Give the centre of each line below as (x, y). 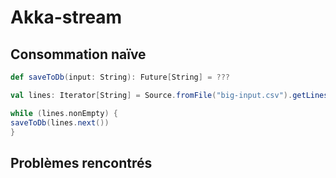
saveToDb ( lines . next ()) (60, 122)
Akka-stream (66, 17)
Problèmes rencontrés (81, 162)
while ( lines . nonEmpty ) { (64, 113)
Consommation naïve (78, 54)
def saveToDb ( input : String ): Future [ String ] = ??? (120, 77)
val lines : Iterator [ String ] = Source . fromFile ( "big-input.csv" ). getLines (169, 95)
